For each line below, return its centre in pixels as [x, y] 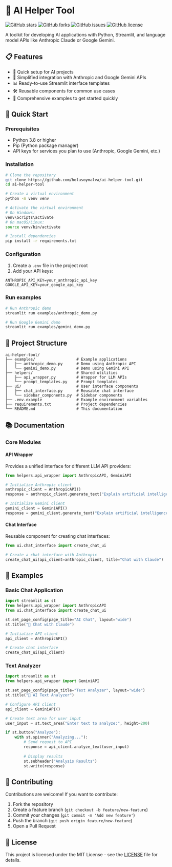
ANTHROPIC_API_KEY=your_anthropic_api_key [51, 280]
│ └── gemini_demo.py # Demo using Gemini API [67, 369]
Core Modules [23, 442]
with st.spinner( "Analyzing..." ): [51, 737]
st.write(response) [45, 766]
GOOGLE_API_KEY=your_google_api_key [44, 285]
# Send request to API [48, 742]
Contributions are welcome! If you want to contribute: [62, 794]
